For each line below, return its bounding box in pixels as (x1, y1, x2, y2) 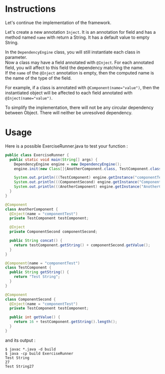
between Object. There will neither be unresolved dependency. (5, 109, 133, 116)
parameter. (5, 54, 27, 60)
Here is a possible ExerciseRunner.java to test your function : (5, 143, 128, 149)
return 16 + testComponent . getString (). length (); (14, 320, 118, 324)
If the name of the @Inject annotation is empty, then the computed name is (5, 70, 154, 75)
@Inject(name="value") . (5, 95, 53, 101)
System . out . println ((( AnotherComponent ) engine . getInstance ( (14, 184, 141, 189)
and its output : (5, 337, 36, 343)
